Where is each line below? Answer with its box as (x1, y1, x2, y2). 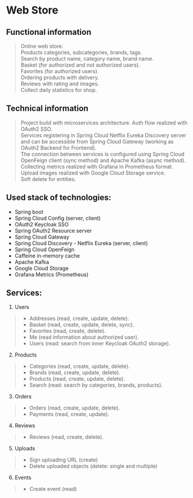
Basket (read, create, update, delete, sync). (29, 321, 134, 328)
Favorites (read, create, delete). (29, 328, 106, 335)
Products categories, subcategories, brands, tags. (20, 49, 142, 56)
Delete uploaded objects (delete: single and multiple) (29, 463, 158, 470)
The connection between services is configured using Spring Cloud (20, 150, 185, 157)
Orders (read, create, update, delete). (29, 404, 121, 411)
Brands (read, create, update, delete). (29, 369, 121, 376)
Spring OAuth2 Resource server (14, 227, 92, 234)
